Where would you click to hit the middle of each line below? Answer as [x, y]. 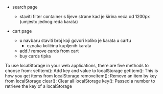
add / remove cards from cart [49, 51]
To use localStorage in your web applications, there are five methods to [77, 66]
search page [25, 7]
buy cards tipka [35, 56]
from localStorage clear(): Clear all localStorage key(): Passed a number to [80, 81]
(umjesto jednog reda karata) [49, 22]
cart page [22, 31]
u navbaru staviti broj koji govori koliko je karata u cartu [75, 40]
